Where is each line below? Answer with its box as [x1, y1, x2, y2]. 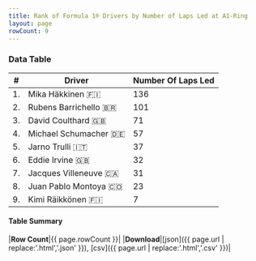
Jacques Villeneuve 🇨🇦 [28, 167, 120, 178]
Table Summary [8, 216, 63, 226]
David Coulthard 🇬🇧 [28, 114, 107, 126]
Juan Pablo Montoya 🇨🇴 [28, 180, 123, 191]
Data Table [8, 53, 52, 65]
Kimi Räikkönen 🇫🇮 [28, 194, 104, 205]
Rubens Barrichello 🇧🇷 [28, 101, 117, 113]
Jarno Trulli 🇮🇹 [28, 141, 87, 152]
